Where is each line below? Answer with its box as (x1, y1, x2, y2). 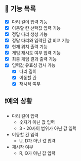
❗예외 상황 (4, 97, 33, 105)
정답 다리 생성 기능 (11, 31, 48, 37)
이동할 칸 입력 (11, 132, 39, 138)
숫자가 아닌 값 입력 (19, 119, 55, 125)
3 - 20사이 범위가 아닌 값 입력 (19, 125, 77, 131)
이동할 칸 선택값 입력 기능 (11, 25, 61, 31)
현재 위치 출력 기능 (11, 44, 48, 50)
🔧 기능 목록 (4, 4, 37, 13)
